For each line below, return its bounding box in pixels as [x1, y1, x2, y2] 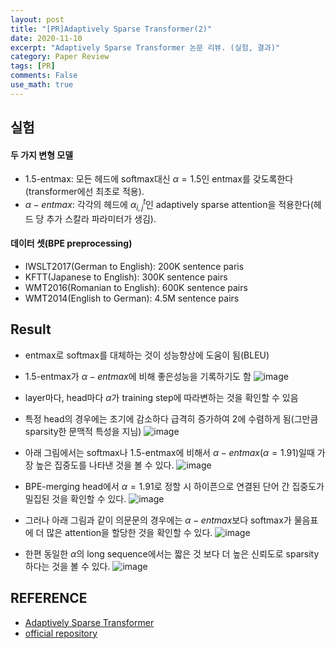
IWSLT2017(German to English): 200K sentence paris [24, 261, 245, 272]
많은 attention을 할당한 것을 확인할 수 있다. [46, 526, 213, 538]
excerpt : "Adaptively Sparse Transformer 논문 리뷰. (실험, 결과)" [10, 42, 281, 53]
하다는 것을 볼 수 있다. [24, 560, 111, 572]
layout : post [10, 14, 65, 25]
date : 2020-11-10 [10, 33, 83, 43]
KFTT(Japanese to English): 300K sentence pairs [24, 271, 228, 283]
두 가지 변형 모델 [10, 149, 74, 161]
